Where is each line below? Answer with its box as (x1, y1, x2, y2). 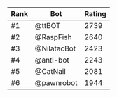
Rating (83, 9, 106, 18)
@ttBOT (34, 21, 61, 30)
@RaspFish (34, 32, 72, 41)
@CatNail (34, 67, 67, 76)
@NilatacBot (34, 44, 76, 53)
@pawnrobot (34, 78, 78, 87)
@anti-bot (34, 56, 69, 65)
